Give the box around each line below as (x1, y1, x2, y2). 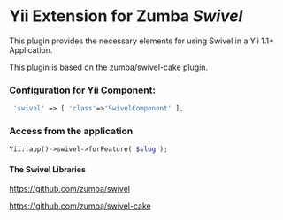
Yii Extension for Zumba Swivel (9, 6, 243, 27)
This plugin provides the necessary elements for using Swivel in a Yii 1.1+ (9, 35, 275, 46)
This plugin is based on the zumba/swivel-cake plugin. (9, 62, 209, 72)
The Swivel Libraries (9, 163, 87, 174)
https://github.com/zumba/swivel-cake (9, 201, 152, 211)
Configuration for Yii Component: (9, 84, 157, 96)
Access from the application (9, 125, 134, 138)
